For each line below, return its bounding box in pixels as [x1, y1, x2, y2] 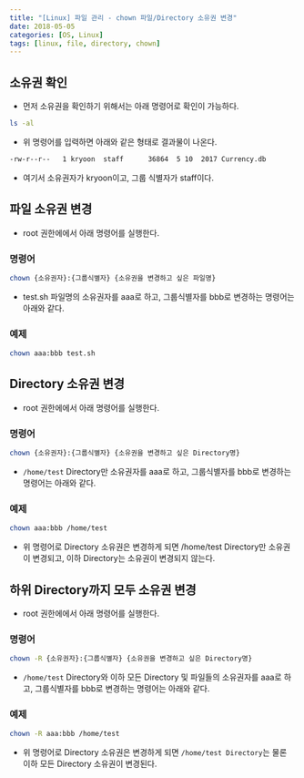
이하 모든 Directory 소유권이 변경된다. [22, 758, 157, 770]
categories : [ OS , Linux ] [9, 30, 104, 39]
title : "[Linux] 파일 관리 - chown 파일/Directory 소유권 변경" [9, 13, 238, 23]
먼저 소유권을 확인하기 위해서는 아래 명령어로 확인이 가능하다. [22, 101, 239, 112]
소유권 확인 [9, 75, 68, 90]
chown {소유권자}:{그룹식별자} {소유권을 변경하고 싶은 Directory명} [9, 448, 240, 458]
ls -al [9, 119, 35, 128]
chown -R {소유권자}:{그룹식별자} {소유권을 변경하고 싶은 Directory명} [9, 654, 253, 663]
